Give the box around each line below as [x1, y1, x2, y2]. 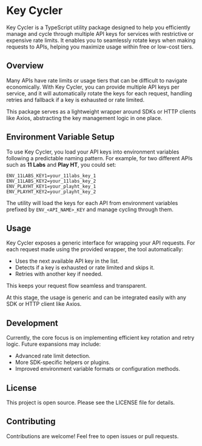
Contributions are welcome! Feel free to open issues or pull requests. [6, 432, 179, 440]
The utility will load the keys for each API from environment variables [6, 199, 178, 206]
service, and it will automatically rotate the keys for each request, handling [6, 89, 192, 97]
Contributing [6, 416, 56, 427]
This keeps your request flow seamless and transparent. [6, 282, 147, 289]
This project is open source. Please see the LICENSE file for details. [6, 399, 175, 406]
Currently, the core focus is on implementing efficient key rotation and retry [6, 334, 195, 342]
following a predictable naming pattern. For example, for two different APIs [6, 154, 193, 161]
